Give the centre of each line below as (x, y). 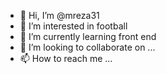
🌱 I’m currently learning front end (88, 36)
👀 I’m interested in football (73, 26)
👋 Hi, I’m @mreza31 (59, 15)
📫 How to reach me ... (66, 58)
